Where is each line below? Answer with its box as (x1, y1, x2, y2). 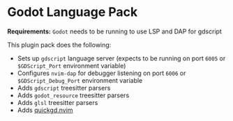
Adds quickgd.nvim (17, 106, 73, 114)
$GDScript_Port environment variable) (17, 61, 126, 70)
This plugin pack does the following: (7, 40, 112, 49)
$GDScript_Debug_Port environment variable (17, 76, 143, 84)
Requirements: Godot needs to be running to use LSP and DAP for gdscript (7, 27, 222, 35)
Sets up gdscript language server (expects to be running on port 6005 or (17, 54, 226, 63)
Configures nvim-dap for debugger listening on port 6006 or (17, 69, 186, 77)
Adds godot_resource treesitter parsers (17, 91, 130, 99)
